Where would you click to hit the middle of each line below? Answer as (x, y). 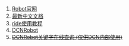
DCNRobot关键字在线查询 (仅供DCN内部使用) (67, 37)
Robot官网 (24, 9)
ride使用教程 (27, 23)
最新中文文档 (27, 16)
